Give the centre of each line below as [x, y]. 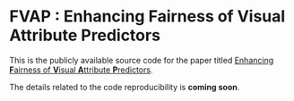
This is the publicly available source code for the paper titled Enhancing [142, 60]
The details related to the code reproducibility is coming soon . [125, 87]
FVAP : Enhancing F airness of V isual [147, 17]
